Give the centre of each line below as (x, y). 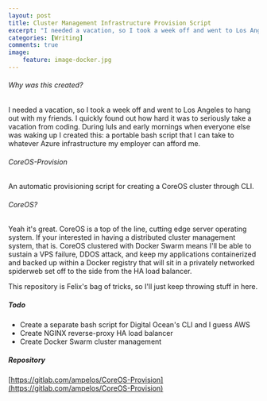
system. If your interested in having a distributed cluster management (122, 237)
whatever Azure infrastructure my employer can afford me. (104, 144)
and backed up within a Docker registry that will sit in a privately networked (132, 263)
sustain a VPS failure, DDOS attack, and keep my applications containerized (132, 254)
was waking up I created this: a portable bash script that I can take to (121, 135)
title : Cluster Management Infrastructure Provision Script (110, 23)
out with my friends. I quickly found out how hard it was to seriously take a (130, 118)
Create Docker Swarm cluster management (91, 341)
